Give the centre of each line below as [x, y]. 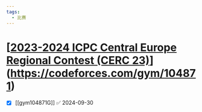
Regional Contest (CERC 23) [78, 60]
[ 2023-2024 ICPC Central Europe [91, 48]
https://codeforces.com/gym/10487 [103, 73]
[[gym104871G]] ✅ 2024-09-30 [54, 103]
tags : [13, 12]
